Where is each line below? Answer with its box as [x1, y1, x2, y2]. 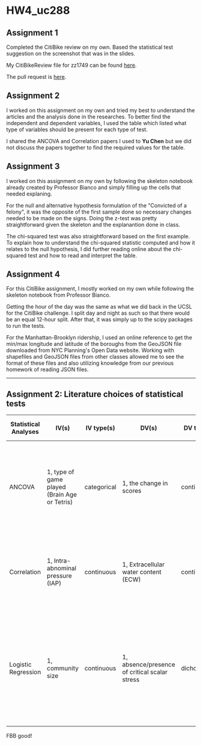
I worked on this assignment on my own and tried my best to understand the [6, 107, 195, 114]
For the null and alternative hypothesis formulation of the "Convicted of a [6, 202, 188, 209]
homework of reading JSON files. [6, 366, 89, 373]
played [47, 483, 66, 491]
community [47, 664, 79, 673]
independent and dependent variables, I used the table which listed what [6, 119, 187, 126]
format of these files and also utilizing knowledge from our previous [6, 359, 174, 367]
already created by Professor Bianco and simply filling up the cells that [6, 184, 182, 191]
